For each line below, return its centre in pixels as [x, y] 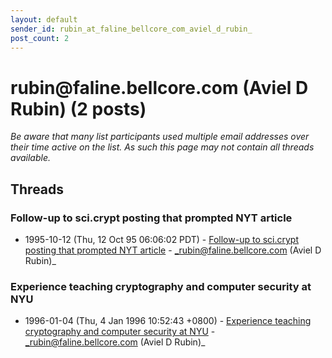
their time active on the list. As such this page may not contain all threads [162, 147]
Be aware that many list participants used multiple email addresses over [160, 137]
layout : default [44, 19]
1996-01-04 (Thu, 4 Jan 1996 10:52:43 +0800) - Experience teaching [168, 321]
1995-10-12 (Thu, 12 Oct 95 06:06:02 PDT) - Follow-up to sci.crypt [162, 239]
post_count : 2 [40, 38]
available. [31, 158]
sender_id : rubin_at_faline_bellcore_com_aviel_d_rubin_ [131, 29]
